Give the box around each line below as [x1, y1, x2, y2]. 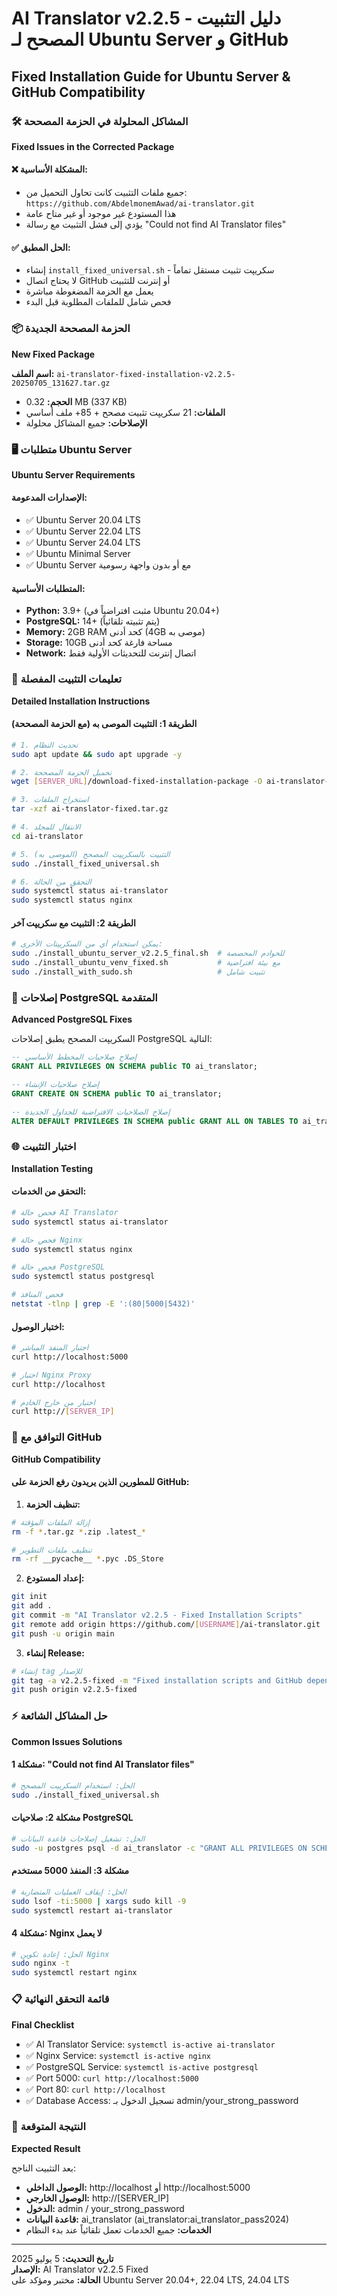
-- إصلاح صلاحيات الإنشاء [11, 1079, 100, 1089]
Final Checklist [11, 2018, 75, 2031]
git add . [11, 1601, 53, 1611]
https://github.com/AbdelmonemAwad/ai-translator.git [25, 199, 255, 209]
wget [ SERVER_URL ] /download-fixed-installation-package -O [11, 777, 263, 787]
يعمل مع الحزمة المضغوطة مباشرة [25, 285, 154, 297]
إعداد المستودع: [25, 1572, 85, 1584]
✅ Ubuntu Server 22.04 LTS [25, 525, 141, 537]
